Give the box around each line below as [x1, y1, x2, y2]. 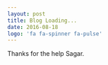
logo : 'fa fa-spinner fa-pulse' [7, 30, 102, 37]
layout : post [7, 10, 46, 18]
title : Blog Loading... [7, 17, 78, 24]
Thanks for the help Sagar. [7, 49, 85, 58]
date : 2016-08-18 [7, 23, 59, 30]
